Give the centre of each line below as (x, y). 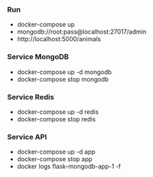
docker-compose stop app (55, 159)
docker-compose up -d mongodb (64, 72)
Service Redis (31, 97)
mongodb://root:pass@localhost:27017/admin (82, 32)
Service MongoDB (38, 57)
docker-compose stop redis (56, 119)
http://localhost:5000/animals (59, 39)
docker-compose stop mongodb (63, 79)
